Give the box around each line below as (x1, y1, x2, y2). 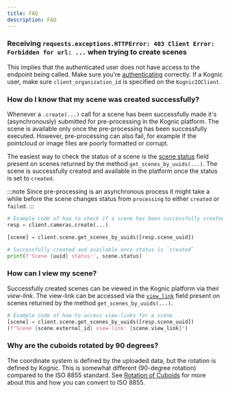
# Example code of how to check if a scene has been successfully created (7, 215, 225, 222)
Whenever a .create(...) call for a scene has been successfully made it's (7, 110, 217, 118)
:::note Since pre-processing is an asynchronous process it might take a (7, 187, 210, 195)
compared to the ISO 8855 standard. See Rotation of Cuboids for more (7, 370, 207, 379)
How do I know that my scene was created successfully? (7, 94, 200, 104)
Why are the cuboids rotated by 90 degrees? (7, 341, 159, 351)
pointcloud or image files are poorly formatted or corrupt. (7, 139, 169, 148)
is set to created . (7, 174, 55, 182)
